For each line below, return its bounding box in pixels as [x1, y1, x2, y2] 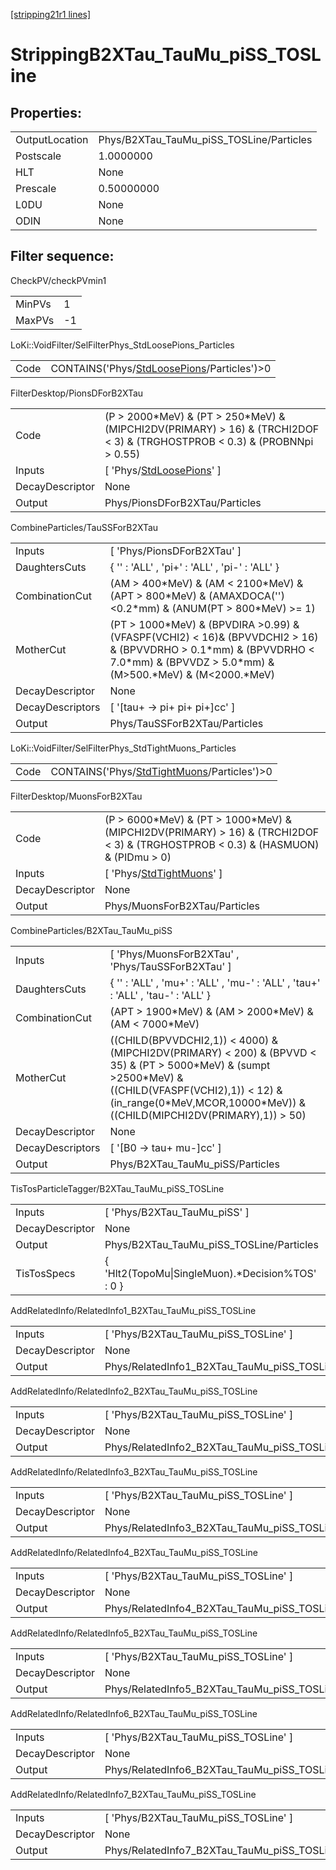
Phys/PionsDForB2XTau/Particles [104, 495, 262, 509]
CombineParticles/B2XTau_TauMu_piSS [10, 924, 173, 936]
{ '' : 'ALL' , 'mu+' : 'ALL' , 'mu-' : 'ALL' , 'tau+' [109, 975, 321, 989]
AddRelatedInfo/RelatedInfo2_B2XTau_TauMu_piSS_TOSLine [10, 1385, 258, 1397]
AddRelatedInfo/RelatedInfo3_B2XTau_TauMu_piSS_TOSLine [10, 1465, 258, 1478]
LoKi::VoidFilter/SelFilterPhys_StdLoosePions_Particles [10, 339, 235, 351]
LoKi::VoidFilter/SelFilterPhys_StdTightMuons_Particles [10, 742, 237, 754]
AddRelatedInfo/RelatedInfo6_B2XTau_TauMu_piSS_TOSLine [10, 1707, 258, 1719]
